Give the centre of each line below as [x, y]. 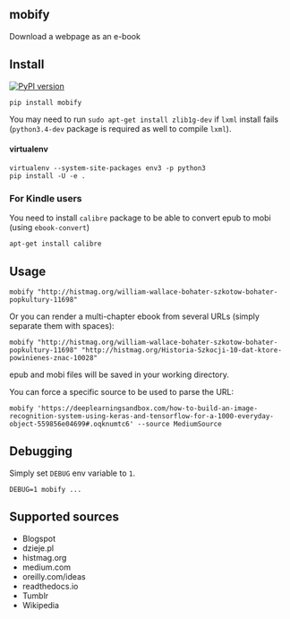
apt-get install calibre [55, 244]
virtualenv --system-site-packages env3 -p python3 [107, 168]
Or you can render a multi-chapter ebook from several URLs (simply [134, 316]
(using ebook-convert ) [50, 228]
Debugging [41, 451]
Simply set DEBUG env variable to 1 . [72, 473]
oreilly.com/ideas [54, 576]
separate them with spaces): [62, 325]
